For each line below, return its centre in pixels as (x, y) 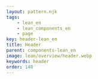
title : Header (24, 45)
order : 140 (20, 67)
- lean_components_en (44, 28)
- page (25, 34)
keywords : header (28, 61)
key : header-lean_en (32, 39)
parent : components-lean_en (41, 50)
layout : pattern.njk (32, 12)
